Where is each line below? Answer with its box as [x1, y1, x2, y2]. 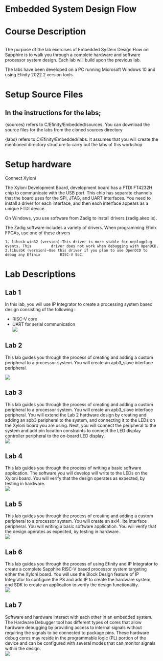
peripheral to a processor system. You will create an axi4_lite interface [5, 518, 147, 524]
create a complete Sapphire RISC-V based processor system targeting [5, 566, 147, 572]
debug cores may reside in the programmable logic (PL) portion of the [5, 635, 146, 641]
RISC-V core [12, 316, 38, 322]
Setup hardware [5, 159, 72, 170]
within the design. [5, 645, 41, 651]
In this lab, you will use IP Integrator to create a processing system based [5, 301, 153, 307]
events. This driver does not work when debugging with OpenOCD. [5, 244, 159, 249]
